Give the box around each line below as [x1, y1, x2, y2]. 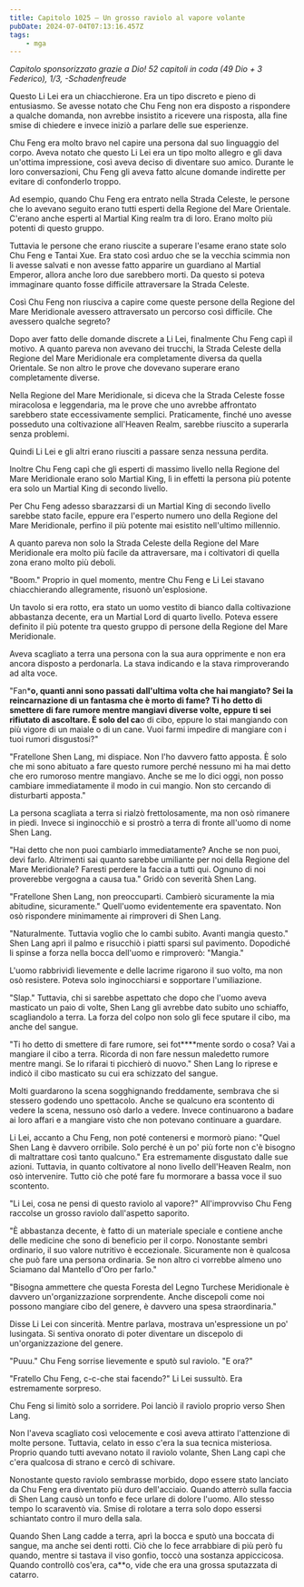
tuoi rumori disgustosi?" [9, 734, 99, 745]
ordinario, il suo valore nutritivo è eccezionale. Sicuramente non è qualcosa [9, 1245, 290, 1256]
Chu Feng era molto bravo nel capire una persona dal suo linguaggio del [9, 137, 279, 148]
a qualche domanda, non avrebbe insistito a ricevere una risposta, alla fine [9, 110, 288, 121]
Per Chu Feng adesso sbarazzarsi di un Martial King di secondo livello [9, 501, 270, 512]
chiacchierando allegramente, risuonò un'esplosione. [9, 584, 209, 596]
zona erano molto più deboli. [9, 557, 116, 568]
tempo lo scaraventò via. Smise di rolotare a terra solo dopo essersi [9, 1503, 262, 1514]
